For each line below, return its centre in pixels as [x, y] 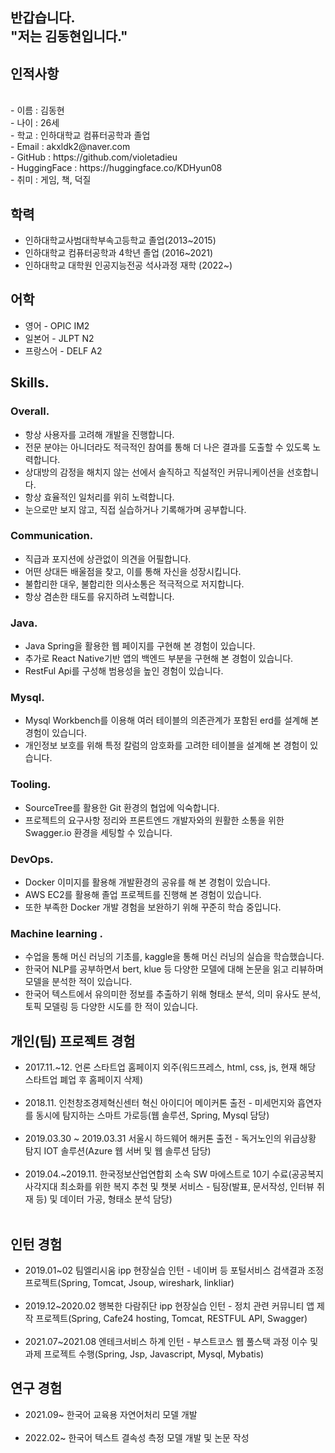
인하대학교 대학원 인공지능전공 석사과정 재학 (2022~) [128, 265]
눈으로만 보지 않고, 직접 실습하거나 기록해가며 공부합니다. [135, 509]
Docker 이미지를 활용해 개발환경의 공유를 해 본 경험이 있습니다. [147, 882]
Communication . [52, 536]
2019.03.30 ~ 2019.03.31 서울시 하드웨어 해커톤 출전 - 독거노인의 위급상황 [170, 1139]
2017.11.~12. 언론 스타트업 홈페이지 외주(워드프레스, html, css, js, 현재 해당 [170, 1067]
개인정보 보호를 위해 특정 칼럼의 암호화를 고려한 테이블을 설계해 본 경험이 [166, 745]
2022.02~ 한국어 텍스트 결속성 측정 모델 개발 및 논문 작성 [137, 1437]
